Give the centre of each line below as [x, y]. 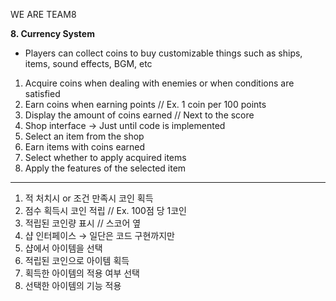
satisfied [42, 93]
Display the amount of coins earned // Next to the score [139, 115]
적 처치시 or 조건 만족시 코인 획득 [89, 198]
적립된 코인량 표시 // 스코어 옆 [83, 223]
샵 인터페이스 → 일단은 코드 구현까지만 [99, 235]
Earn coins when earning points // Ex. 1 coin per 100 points [145, 104]
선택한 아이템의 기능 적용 [73, 285]
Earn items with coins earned [85, 147]
